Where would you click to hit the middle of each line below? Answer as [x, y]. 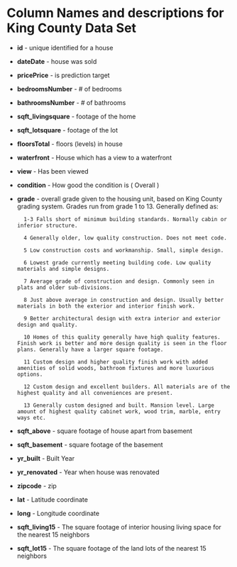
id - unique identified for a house [65, 47]
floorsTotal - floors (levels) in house [70, 144]
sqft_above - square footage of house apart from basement [104, 431]
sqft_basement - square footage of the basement [90, 444]
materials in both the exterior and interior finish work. [106, 306]
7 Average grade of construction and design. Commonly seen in [119, 281]
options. [30, 374]
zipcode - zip [37, 485]
